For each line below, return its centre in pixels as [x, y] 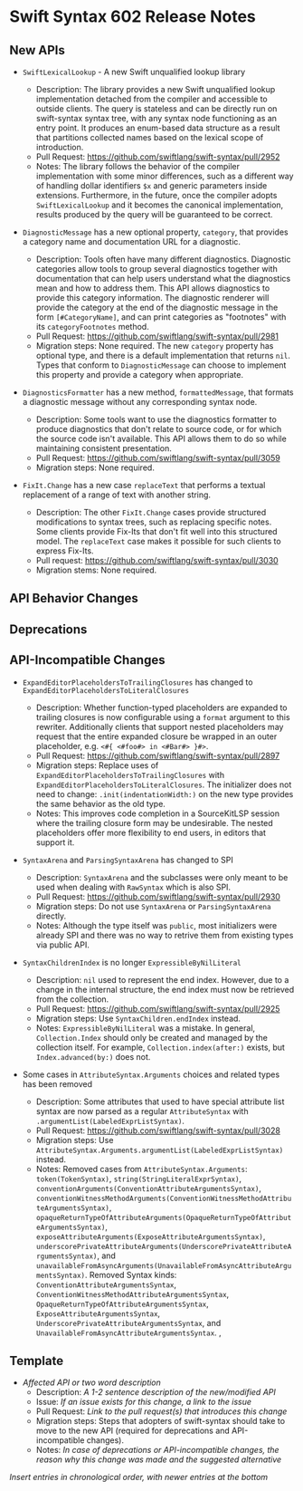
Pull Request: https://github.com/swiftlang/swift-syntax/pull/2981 [157, 336]
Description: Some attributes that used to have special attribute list [160, 1101]
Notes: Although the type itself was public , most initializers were [156, 925]
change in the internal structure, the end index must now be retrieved [165, 989]
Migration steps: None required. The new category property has [155, 346]
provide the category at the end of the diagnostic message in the [157, 307]
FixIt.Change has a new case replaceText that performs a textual [144, 485]
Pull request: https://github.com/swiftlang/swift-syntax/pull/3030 [157, 560]
